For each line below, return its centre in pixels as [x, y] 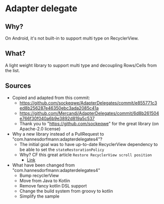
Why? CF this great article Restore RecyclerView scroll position [86, 155]
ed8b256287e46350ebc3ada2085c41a [59, 108]
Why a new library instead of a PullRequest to [58, 134]
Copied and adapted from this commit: [51, 98]
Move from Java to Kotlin [45, 181]
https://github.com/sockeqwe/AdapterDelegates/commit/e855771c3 [88, 102]
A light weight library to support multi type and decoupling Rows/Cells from [81, 65]
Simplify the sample [39, 196]
